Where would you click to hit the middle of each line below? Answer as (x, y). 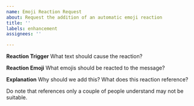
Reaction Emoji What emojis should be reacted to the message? (86, 68)
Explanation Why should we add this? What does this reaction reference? (97, 80)
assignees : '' (24, 34)
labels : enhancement (32, 28)
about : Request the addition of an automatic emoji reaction (84, 17)
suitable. (17, 98)
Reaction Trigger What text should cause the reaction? (74, 56)
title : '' (19, 23)
